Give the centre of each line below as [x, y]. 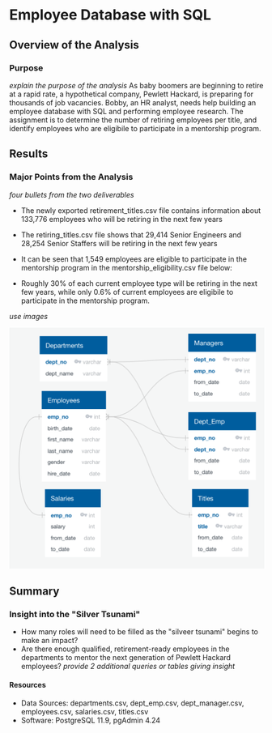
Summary [34, 592]
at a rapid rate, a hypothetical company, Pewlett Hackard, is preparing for [132, 94]
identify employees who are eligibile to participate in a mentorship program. [135, 128]
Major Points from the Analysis [71, 177]
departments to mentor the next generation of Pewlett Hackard [126, 658]
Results [29, 154]
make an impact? [49, 641]
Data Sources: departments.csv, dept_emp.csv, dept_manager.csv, [132, 703]
